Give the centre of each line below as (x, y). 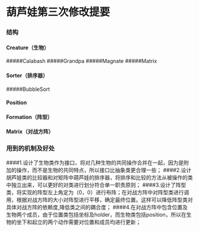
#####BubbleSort (28, 89)
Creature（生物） (28, 48)
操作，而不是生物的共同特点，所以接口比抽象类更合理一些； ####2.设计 (104, 170)
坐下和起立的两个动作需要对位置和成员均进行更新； (78, 222)
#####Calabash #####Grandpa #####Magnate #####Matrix (82, 61)
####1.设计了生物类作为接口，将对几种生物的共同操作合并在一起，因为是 (95, 162)
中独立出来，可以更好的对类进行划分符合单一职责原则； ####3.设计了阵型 (96, 185)
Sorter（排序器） (27, 75)
